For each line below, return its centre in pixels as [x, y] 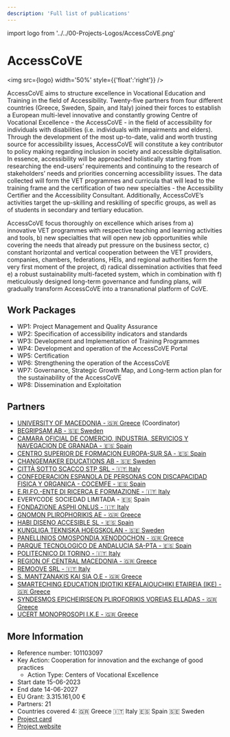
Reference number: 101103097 [60, 653]
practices [31, 667]
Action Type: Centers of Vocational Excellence [93, 675]
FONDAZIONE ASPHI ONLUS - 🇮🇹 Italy [73, 507]
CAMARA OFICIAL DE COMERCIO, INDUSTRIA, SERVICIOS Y [103, 438]
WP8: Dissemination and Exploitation [69, 385]
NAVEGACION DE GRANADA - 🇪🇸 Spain [74, 446]
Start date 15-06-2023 [49, 682]
